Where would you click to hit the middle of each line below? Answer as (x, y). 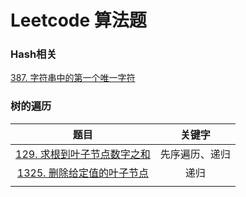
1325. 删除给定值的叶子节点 (82, 173)
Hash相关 (33, 54)
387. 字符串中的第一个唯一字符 (73, 78)
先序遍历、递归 (195, 154)
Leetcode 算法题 (78, 20)
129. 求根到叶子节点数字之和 (83, 154)
